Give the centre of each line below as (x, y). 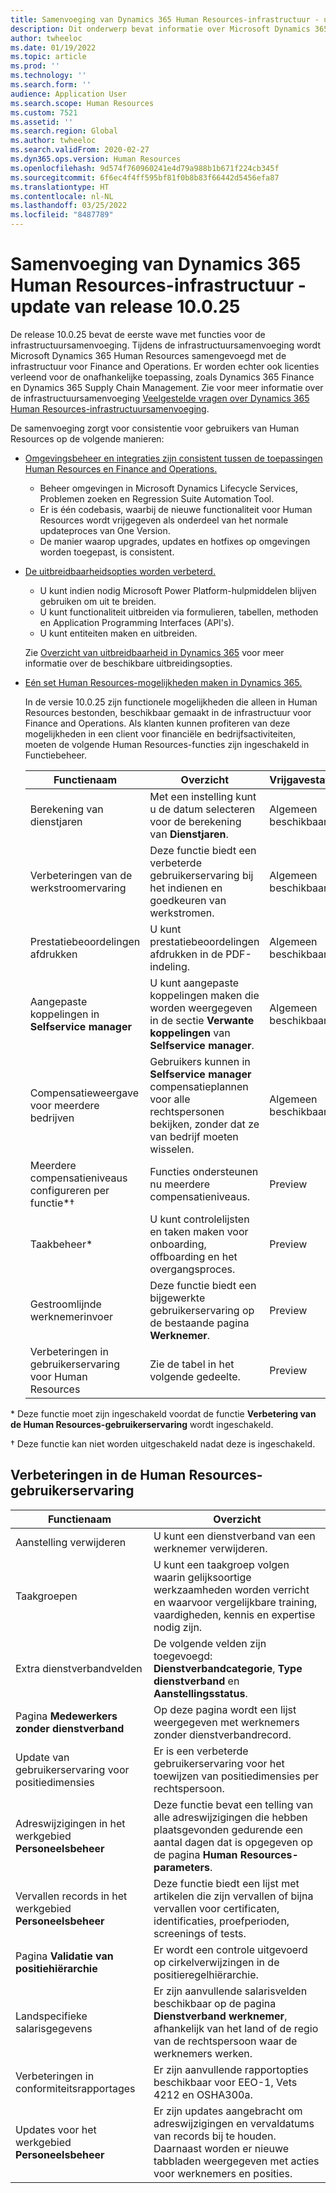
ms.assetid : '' (42, 122)
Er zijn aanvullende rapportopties (231, 2069)
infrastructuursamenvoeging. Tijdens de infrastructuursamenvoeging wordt (165, 345)
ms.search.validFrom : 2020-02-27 (80, 150)
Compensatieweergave (84, 1093)
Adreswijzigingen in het (70, 1823)
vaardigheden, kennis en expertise (234, 1614)
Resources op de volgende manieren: (87, 438)
